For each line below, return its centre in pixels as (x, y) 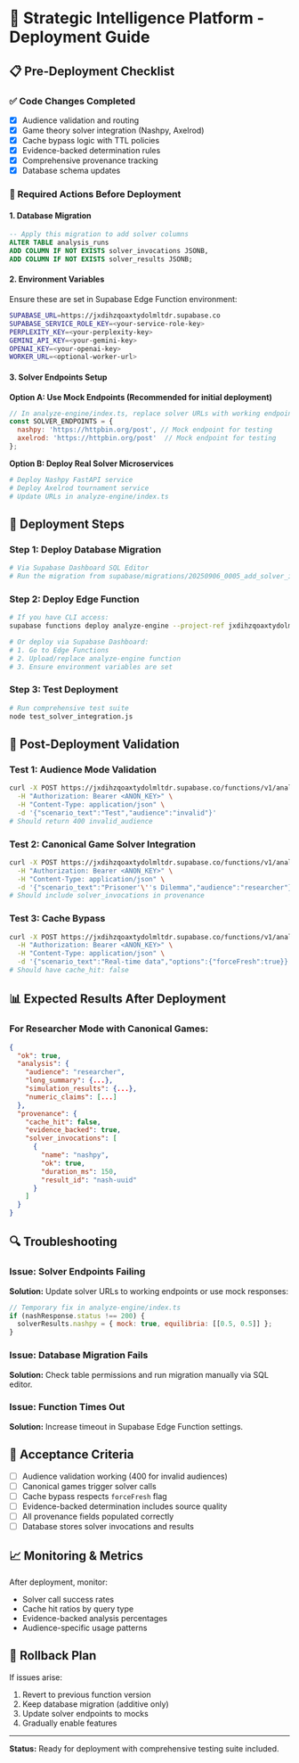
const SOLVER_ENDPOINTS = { (61, 422)
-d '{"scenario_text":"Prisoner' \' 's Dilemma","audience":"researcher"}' (157, 887)
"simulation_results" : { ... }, (81, 1089)
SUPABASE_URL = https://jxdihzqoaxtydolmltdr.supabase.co (115, 316)
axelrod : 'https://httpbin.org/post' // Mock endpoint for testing (147, 439)
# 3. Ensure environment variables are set (91, 667)
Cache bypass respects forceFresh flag (94, 1496)
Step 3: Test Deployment (64, 690)
